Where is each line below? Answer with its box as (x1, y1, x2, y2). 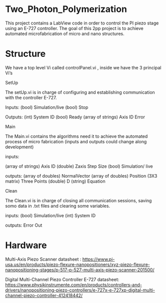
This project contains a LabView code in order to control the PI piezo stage (5, 20, 159, 26)
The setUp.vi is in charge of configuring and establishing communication (5, 89, 155, 95)
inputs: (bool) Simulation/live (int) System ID (5, 212, 96, 218)
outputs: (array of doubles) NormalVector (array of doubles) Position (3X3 (5, 173, 157, 179)
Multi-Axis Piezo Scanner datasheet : (5, 256, 81, 262)
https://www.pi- (82, 256, 115, 262)
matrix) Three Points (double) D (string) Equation (5, 178, 106, 184)
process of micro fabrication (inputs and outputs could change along (5, 138, 147, 144)
